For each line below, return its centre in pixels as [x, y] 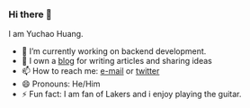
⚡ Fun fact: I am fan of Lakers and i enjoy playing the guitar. [131, 94]
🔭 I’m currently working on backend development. [114, 51]
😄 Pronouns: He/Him [61, 84]
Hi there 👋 [31, 14]
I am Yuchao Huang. [46, 34]
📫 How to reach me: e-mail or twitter [90, 71]
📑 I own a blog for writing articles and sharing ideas [116, 61]
